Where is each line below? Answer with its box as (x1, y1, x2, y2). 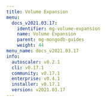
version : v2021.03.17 (11, 87, 66, 93)
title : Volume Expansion (6, 8, 68, 15)
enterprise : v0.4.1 (11, 76, 60, 82)
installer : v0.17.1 (11, 82, 60, 88)
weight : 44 (17, 43, 44, 49)
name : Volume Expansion (17, 31, 77, 37)
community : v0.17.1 (11, 70, 60, 76)
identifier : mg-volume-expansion (17, 25, 101, 32)
